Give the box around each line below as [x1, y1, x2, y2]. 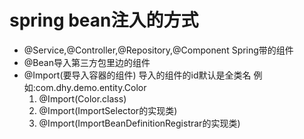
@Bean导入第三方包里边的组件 [23, 56, 151, 68]
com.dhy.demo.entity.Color [35, 81, 147, 93]
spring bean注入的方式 [9, 9, 199, 32]
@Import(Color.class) [38, 92, 127, 105]
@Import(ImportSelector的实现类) [38, 104, 178, 116]
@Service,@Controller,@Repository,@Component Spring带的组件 [23, 44, 294, 56]
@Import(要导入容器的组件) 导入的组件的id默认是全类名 [23, 69, 252, 81]
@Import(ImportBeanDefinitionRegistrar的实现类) [38, 117, 241, 129]
